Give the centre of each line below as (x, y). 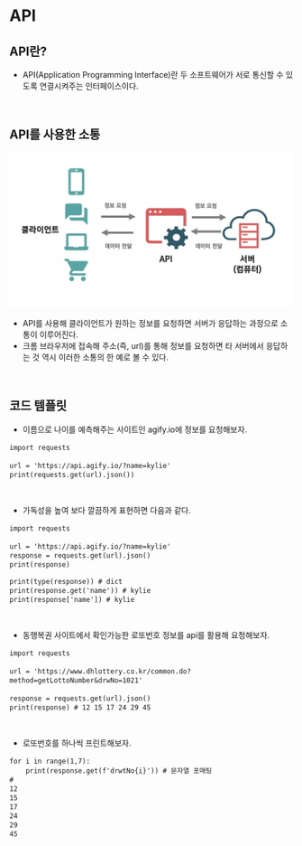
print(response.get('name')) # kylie (80, 590)
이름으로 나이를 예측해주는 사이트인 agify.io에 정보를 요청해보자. (135, 429)
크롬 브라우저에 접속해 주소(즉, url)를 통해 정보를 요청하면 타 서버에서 (143, 345)
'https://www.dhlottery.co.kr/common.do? (112, 671)
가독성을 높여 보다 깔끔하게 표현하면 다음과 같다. (106, 510)
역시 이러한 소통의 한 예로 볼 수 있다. (105, 357)
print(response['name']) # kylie (72, 599)
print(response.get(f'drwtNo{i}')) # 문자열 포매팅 (119, 771)
